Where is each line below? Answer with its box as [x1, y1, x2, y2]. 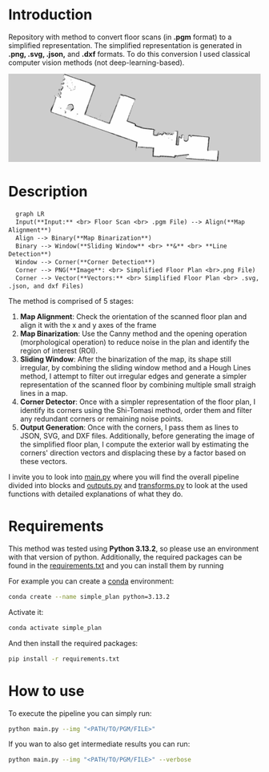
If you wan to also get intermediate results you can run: [8, 739, 191, 749]
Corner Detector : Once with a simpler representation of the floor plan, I [19, 397, 256, 406]
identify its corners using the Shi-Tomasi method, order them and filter [19, 406, 252, 415]
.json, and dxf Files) [8, 282, 84, 290]
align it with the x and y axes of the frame [19, 321, 157, 330]
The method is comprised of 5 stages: [8, 297, 134, 306]
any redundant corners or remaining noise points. [19, 414, 183, 424]
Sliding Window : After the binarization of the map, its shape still [19, 354, 232, 364]
